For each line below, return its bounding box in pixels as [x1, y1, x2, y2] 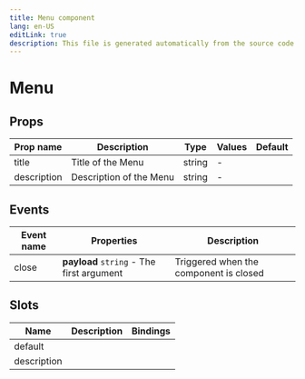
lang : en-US [9, 22, 54, 31]
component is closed [174, 267, 265, 280]
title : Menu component [9, 13, 95, 23]
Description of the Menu [71, 171, 175, 184]
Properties [90, 234, 138, 247]
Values [216, 141, 248, 154]
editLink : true [9, 30, 67, 39]
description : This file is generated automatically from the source [9, 38, 274, 48]
